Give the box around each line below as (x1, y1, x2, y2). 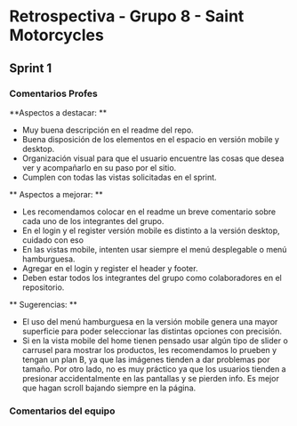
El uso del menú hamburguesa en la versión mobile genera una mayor (21, 316, 278, 326)
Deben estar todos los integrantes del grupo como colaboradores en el (21, 272, 282, 283)
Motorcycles (9, 25, 104, 45)
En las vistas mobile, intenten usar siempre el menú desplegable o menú (21, 244, 287, 254)
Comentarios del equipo (9, 405, 116, 417)
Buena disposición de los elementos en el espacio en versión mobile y (21, 133, 280, 144)
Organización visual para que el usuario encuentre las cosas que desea (21, 153, 285, 164)
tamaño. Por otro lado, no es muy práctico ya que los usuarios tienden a (21, 363, 286, 374)
